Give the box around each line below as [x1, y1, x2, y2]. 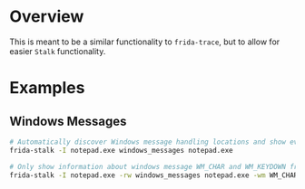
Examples [9, 78, 85, 99]
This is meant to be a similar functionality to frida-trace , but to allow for [9, 36, 280, 47]
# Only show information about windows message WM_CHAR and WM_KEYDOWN [9, 162, 286, 171]
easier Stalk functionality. [9, 45, 106, 56]
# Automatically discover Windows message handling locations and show [9, 137, 286, 146]
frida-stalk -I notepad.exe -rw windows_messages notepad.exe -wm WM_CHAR [9, 170, 299, 180]
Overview [9, 6, 84, 27]
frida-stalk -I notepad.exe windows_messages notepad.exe [9, 146, 233, 155]
